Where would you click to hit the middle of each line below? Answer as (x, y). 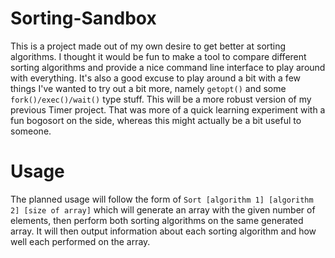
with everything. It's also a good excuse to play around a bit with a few (156, 78)
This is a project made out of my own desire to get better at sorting (148, 46)
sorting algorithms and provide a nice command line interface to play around (168, 67)
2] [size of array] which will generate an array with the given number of (163, 209)
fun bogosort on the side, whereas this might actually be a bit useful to (156, 120)
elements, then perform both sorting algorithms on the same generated (157, 220)
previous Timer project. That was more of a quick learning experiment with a (168, 109)
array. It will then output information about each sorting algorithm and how (163, 231)
